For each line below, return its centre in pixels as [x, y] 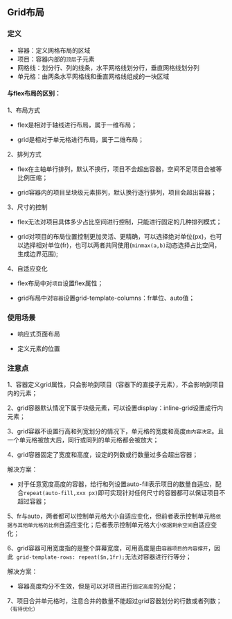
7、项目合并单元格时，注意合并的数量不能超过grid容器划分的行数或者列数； [115, 601]
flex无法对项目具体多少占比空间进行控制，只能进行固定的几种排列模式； [119, 222]
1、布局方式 [24, 110]
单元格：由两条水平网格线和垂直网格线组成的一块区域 [93, 76]
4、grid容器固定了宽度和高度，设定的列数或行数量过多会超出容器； [103, 455]
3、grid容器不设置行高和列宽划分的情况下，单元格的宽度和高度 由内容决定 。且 [116, 431]
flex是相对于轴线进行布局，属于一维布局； [77, 125]
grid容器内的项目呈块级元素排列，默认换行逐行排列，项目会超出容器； [117, 192]
